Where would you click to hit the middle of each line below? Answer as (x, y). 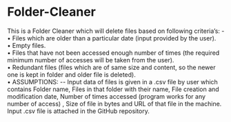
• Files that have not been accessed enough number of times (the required (113, 53)
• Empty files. (27, 45)
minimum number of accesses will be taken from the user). (91, 60)
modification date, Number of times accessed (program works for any (106, 96)
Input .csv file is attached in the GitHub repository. (79, 111)
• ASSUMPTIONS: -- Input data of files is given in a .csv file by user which (113, 82)
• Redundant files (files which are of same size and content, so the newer (111, 67)
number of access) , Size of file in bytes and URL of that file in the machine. (114, 103)
